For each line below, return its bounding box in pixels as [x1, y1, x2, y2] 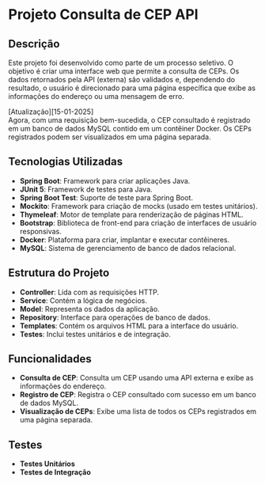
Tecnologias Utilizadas [8, 155, 123, 169]
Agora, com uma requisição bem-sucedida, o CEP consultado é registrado [8, 116, 251, 124]
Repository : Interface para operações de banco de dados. [19, 313, 211, 322]
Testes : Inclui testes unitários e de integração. [19, 329, 172, 339]
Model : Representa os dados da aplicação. [19, 304, 160, 313]
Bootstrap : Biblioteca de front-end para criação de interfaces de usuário [19, 218, 257, 227]
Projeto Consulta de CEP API [8, 6, 199, 24]
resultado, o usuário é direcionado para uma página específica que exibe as [8, 83, 256, 93]
